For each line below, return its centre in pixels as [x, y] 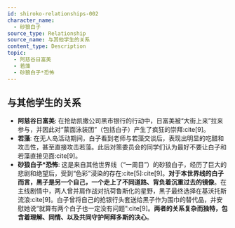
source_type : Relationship [47, 33]
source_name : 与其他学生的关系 [49, 40]
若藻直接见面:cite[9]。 [49, 156]
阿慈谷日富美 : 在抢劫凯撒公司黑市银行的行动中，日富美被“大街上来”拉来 [120, 121]
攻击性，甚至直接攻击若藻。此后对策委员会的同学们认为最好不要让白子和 [122, 147]
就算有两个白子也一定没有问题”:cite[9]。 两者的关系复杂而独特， [130, 208]
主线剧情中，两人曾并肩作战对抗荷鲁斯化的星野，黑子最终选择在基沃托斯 [122, 191]
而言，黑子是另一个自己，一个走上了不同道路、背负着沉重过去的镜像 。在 [122, 182]
